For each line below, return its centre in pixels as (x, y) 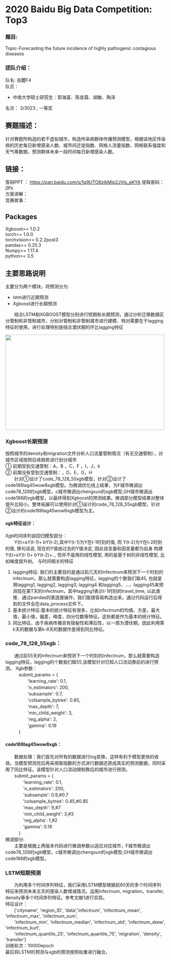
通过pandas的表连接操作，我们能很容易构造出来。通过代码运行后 (90, 597)
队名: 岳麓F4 (18, 80)
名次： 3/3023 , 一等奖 (29, 108)
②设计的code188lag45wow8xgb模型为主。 (51, 511)
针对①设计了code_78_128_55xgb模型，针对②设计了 (70, 479)
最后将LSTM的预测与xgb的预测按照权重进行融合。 (56, 952)
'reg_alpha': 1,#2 (40, 821)
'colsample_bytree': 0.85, (54, 700)
